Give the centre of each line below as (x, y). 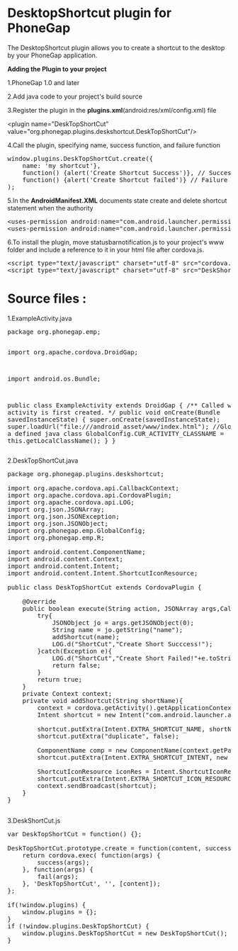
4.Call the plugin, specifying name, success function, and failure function (114, 145)
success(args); (63, 862)
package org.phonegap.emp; (54, 332)
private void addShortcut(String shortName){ (103, 700)
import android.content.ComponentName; (76, 552)
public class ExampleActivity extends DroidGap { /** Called (116, 405)
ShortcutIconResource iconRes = (93, 771)
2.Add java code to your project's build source (75, 96)
